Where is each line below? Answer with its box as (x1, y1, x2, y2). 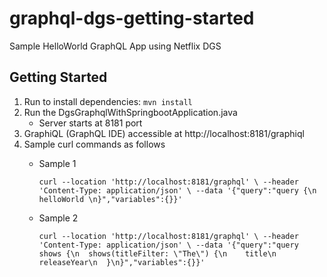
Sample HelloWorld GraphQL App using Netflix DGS (9, 40, 222, 52)
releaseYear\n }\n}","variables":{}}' (38, 257, 206, 267)
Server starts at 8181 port (38, 117, 143, 129)
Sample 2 (38, 212, 79, 224)
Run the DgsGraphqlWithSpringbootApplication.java (23, 106, 238, 118)
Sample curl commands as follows (23, 138, 166, 150)
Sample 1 (38, 157, 77, 169)
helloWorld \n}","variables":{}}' (38, 194, 183, 204)
